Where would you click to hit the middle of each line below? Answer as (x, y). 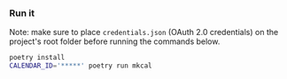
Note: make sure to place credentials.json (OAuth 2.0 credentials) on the (144, 32)
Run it (22, 13)
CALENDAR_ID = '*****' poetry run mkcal (81, 66)
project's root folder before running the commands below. (115, 41)
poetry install (37, 58)
